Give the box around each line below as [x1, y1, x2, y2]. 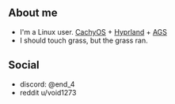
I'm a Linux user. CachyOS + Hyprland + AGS [19, 27, 168, 36]
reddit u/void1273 [19, 87, 77, 97]
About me [8, 6, 58, 20]
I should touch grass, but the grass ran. [19, 35, 148, 45]
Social [8, 58, 40, 72]
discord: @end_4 [19, 79, 75, 89]
